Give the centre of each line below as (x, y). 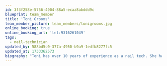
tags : (11, 38)
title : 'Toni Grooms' (28, 19)
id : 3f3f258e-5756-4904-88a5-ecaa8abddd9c (50, 10)
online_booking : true (28, 28)
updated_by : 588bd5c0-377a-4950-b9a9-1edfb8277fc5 (59, 47)
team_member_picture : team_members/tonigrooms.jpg (59, 24)
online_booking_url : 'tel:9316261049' (45, 33)
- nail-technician (29, 42)
